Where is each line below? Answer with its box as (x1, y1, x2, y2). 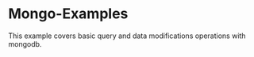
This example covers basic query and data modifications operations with (8, 31, 246, 40)
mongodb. (8, 39, 42, 48)
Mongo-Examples (8, 5, 129, 23)
